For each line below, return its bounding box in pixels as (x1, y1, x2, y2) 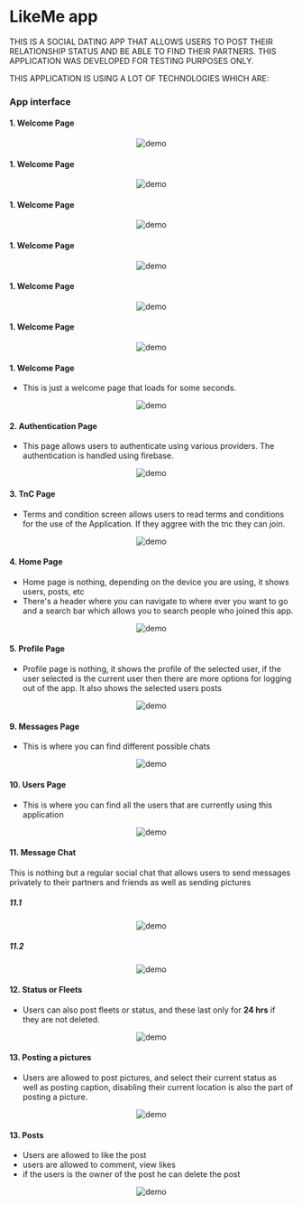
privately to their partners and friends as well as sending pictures (9, 876, 252, 887)
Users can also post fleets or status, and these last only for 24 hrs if (22, 1004, 276, 1015)
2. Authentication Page (9, 420, 97, 431)
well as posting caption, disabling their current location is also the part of (22, 1082, 294, 1093)
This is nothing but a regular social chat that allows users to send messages (9, 867, 291, 878)
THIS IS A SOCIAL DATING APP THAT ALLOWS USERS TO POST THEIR (9, 36, 273, 47)
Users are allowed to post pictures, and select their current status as (22, 1072, 278, 1083)
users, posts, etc (22, 585, 86, 597)
